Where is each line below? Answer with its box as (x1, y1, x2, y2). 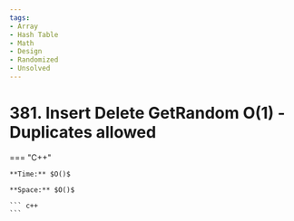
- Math (9, 38, 34, 48)
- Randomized (9, 55, 59, 64)
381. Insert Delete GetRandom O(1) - (9, 103, 286, 123)
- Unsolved (9, 64, 51, 73)
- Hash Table (9, 30, 59, 39)
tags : (9, 13, 30, 23)
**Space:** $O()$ (9, 185, 75, 195)
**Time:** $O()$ (9, 169, 71, 178)
